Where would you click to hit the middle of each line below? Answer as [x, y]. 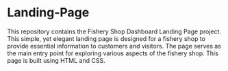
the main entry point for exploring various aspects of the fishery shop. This [113, 53]
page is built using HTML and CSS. [56, 60]
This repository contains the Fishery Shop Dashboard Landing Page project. [114, 31]
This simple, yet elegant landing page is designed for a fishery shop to [106, 38]
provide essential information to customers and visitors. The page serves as [114, 46]
